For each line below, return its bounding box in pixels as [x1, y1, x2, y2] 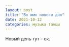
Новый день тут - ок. [5, 36, 51, 42]
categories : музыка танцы [5, 21, 60, 27]
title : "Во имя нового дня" [5, 12, 65, 17]
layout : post [5, 7, 33, 13]
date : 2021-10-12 [5, 17, 42, 22]
